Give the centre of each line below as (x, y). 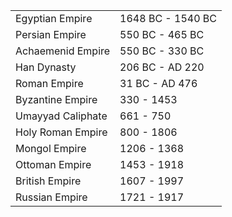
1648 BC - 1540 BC (168, 18)
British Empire (48, 181)
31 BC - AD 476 (158, 83)
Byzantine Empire (56, 99)
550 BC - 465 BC (162, 34)
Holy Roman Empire (61, 132)
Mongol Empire (51, 148)
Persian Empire (51, 34)
